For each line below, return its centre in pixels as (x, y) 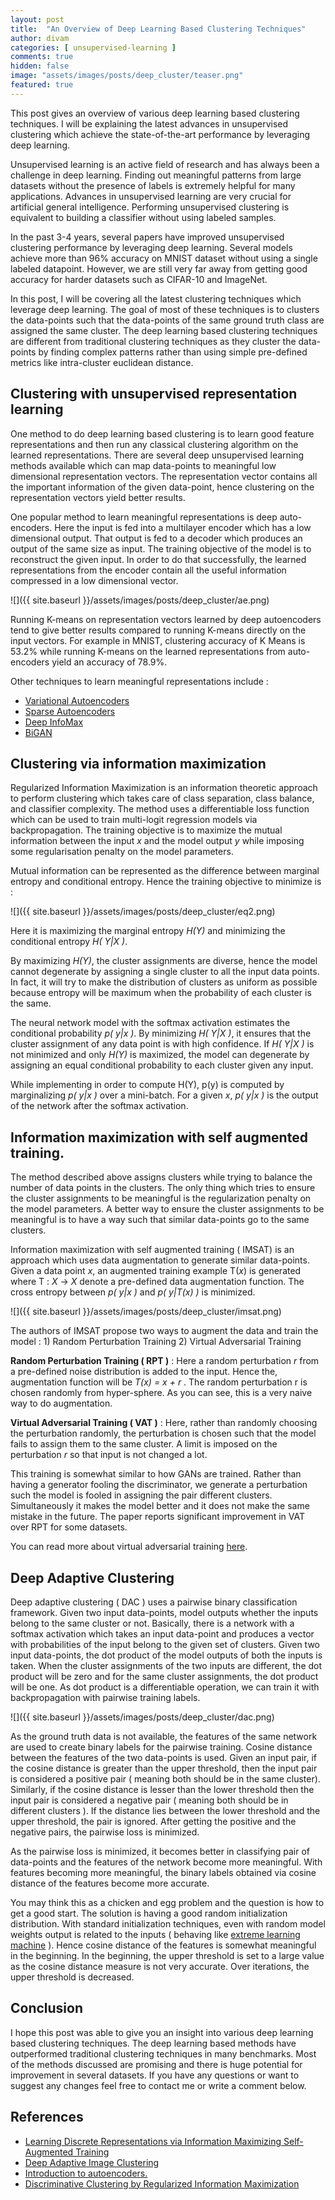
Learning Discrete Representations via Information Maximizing (153, 2141)
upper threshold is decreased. (72, 1977)
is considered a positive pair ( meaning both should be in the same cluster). (165, 1779)
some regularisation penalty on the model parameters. (122, 852)
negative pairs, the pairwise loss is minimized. (105, 1832)
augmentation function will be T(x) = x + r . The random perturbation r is (159, 1382)
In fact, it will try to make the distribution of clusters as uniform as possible (164, 982)
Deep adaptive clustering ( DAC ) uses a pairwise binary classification (154, 1602)
